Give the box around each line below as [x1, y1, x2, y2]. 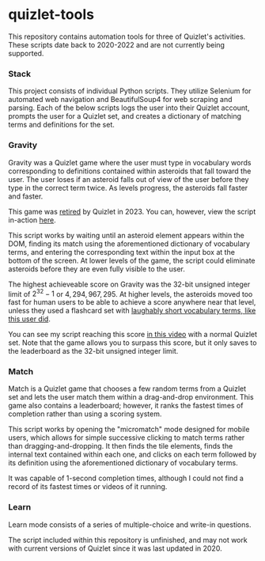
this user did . [8, 314, 51, 324]
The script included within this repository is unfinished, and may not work [8, 535, 248, 544]
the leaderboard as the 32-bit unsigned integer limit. [8, 347, 179, 356]
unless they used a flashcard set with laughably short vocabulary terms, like [8, 306, 256, 316]
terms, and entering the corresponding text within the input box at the [8, 247, 236, 256]
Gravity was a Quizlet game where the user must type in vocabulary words [8, 157, 252, 167]
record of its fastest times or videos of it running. [8, 482, 168, 491]
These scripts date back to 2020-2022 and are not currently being [8, 40, 225, 49]
